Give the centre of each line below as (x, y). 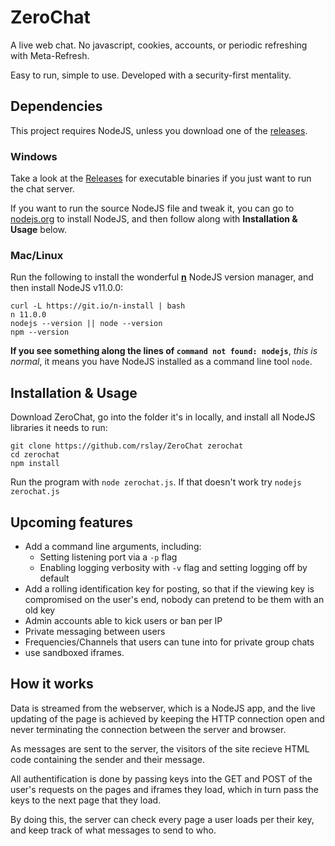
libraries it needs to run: (59, 428)
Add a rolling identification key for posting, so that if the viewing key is (169, 588)
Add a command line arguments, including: (113, 546)
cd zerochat (35, 455)
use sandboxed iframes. (74, 652)
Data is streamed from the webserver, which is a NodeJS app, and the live (163, 708)
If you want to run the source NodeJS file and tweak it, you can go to (152, 208)
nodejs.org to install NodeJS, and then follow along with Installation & (154, 219)
